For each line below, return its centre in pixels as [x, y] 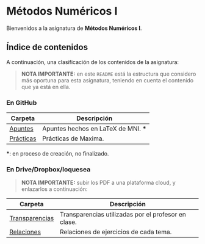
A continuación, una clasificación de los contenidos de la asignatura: [92, 62]
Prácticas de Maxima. [73, 138]
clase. [69, 222]
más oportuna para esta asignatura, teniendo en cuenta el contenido [107, 80]
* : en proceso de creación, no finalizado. [58, 154]
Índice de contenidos [47, 47]
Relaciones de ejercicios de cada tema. [116, 232]
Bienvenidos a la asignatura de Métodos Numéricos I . [74, 28]
